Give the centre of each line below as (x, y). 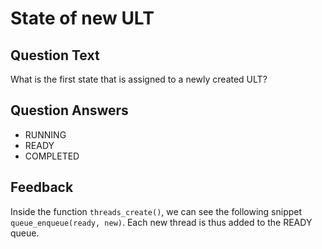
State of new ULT (82, 18)
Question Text (55, 55)
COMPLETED (52, 156)
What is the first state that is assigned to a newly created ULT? (139, 79)
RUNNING (45, 134)
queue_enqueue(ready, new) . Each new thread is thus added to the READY (161, 222)
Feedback (42, 187)
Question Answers (69, 110)
